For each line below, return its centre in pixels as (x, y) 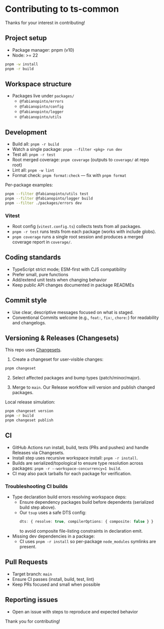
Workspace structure (38, 84)
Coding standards (33, 257)
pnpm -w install (22, 64)
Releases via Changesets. (38, 453)
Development (26, 132)
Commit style (26, 300)
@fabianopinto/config (41, 107)
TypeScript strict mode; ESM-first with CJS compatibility (69, 269)
